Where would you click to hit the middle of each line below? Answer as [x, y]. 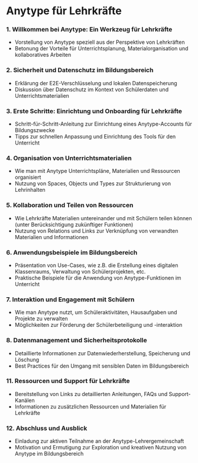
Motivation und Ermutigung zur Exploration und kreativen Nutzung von [100, 448]
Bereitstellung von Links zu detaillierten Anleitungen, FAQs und [91, 394]
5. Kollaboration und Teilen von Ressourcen [70, 205]
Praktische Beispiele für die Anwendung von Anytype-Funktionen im [98, 278]
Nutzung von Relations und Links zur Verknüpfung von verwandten [96, 231]
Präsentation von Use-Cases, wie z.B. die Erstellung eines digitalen [96, 265]
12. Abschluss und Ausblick [47, 428]
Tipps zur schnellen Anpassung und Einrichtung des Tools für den [95, 137]
